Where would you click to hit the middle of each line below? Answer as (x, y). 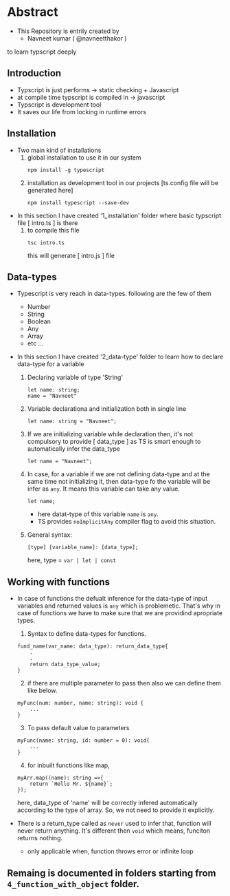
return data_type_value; (65, 665)
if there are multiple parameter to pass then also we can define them (124, 683)
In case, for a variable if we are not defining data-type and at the (119, 474)
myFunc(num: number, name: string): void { (80, 703)
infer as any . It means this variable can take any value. (103, 489)
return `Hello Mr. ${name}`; (71, 784)
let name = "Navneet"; (60, 462)
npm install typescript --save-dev (78, 203)
